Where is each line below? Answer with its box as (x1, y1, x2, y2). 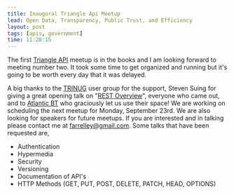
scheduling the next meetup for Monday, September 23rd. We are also (7, 107, 211, 115)
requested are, (7, 129, 50, 137)
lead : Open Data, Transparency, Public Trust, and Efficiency (7, 17, 193, 24)
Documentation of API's (17, 173, 86, 181)
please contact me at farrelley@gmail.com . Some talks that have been (7, 121, 209, 130)
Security (17, 157, 42, 166)
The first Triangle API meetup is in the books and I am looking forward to (7, 55, 217, 64)
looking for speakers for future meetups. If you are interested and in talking (7, 114, 224, 123)
